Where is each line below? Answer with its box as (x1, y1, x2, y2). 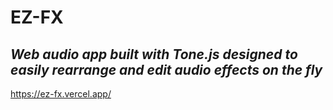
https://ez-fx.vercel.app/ (10, 88, 112, 100)
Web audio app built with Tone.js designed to (10, 46, 298, 63)
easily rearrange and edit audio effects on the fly (10, 61, 323, 78)
